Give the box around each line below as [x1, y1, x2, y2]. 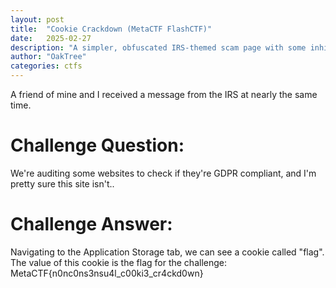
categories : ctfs [10, 61, 83, 71]
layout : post [10, 14, 65, 25]
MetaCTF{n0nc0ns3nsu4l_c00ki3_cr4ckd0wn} [10, 267, 204, 279]
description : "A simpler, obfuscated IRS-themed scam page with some [10, 42, 307, 53]
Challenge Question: [10, 134, 185, 157]
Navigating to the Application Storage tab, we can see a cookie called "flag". [10, 246, 325, 258]
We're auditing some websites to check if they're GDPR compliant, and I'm [10, 167, 317, 179]
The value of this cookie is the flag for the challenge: [10, 256, 227, 268]
